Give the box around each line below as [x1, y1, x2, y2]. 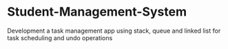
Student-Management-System [7, 4, 187, 20]
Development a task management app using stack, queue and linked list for [7, 27, 221, 35]
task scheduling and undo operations [7, 33, 113, 42]
